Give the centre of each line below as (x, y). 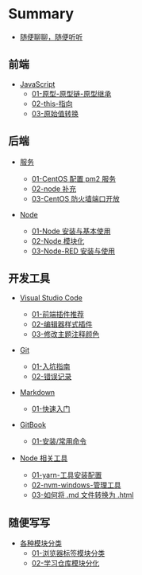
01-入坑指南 (51, 366)
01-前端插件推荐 (58, 315)
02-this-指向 (52, 104)
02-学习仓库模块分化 (65, 563)
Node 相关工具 (44, 458)
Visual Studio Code (51, 298)
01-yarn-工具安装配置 (67, 475)
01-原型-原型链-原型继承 (71, 93)
